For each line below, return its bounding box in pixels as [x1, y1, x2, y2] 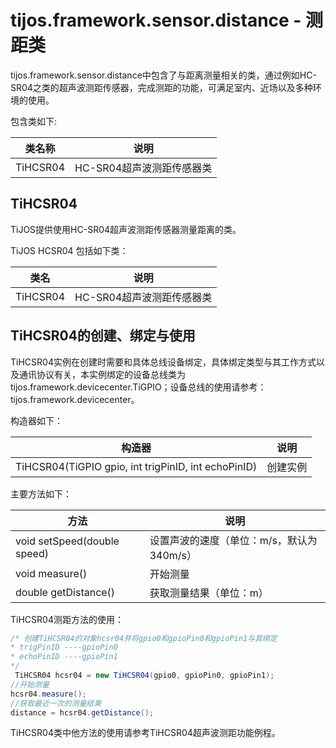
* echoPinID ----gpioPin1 [10, 652, 118, 662]
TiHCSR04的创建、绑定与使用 [10, 327, 196, 345]
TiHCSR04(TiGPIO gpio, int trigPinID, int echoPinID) [15, 459, 258, 473]
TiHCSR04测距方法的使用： [10, 613, 124, 625]
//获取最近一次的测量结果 [10, 698, 102, 708]
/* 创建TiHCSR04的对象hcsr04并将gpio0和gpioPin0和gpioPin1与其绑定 [10, 633, 278, 643]
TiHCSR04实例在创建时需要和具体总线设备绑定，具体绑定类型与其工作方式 [10, 356, 317, 368]
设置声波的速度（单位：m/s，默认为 [149, 533, 318, 547]
